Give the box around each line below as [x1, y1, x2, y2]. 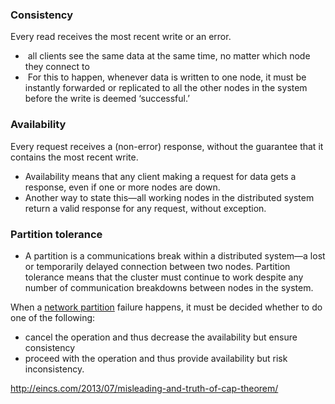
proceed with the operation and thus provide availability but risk [24, 352, 288, 364]
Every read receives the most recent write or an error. [10, 31, 232, 43]
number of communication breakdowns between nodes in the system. [24, 281, 314, 293]
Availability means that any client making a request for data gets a [24, 170, 297, 182]
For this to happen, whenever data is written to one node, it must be [27, 71, 307, 83]
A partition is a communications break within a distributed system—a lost [24, 249, 326, 262]
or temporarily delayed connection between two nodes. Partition [24, 260, 291, 272]
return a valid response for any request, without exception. [24, 202, 267, 214]
